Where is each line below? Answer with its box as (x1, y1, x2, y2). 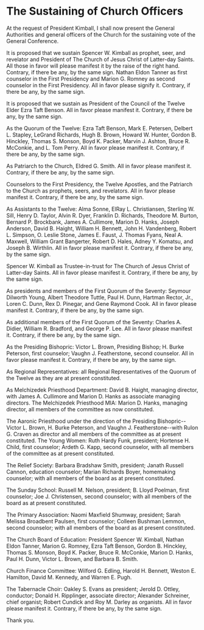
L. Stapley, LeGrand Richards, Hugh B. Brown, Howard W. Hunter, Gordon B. (6, 131, 197, 138)
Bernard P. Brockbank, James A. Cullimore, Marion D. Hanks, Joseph (6, 218, 180, 225)
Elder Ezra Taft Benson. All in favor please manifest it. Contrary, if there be (6, 106, 193, 113)
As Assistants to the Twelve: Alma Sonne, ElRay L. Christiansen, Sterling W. (6, 205, 195, 213)
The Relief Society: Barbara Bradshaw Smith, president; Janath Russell (6, 461, 184, 469)
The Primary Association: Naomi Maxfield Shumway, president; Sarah (6, 511, 181, 519)
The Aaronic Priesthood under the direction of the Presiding (6, 417, 157, 425)
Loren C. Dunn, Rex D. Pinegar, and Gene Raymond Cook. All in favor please (6, 300, 197, 307)
